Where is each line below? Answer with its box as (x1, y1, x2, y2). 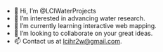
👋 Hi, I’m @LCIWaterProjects (13, 7, 96, 15)
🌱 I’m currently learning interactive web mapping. (13, 22, 157, 30)
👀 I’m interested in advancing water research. (13, 14, 145, 22)
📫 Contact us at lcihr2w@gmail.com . (13, 37, 122, 45)
